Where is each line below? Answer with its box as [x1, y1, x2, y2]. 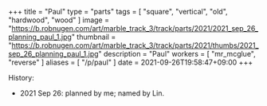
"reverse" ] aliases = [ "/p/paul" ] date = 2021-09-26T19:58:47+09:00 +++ [8, 57, 253, 67]
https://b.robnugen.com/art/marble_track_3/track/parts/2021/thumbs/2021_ [11, 41, 259, 50]
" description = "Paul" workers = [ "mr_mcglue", [98, 49, 257, 58]
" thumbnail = [71, 32, 116, 41]
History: [8, 73, 34, 82]
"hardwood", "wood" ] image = [8, 15, 110, 25]
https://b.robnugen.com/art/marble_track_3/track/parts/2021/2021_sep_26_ [11, 24, 259, 33]
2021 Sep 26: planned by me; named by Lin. [19, 88, 165, 98]
